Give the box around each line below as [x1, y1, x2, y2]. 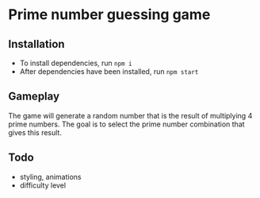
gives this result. [8, 127, 62, 137]
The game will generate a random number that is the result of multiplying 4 [8, 111, 253, 120]
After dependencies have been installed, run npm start [19, 67, 199, 76]
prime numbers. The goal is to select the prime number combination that [8, 119, 245, 129]
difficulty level [19, 181, 66, 190]
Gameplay [8, 90, 60, 103]
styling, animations [19, 172, 82, 181]
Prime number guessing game [8, 6, 211, 24]
